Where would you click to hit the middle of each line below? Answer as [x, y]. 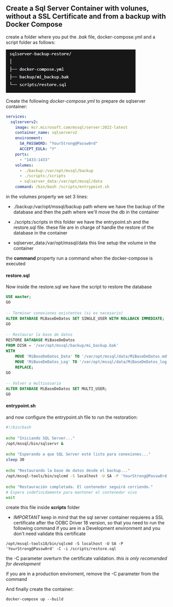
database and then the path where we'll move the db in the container [86, 212]
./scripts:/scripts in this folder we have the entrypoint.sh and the [81, 222]
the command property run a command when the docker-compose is [79, 258]
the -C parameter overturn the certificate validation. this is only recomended [86, 558]
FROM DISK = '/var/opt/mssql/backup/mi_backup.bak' [62, 346]
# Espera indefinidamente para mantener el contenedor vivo [72, 492]
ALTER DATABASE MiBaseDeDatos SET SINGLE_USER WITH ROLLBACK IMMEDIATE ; [85, 318]
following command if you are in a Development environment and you [87, 528]
